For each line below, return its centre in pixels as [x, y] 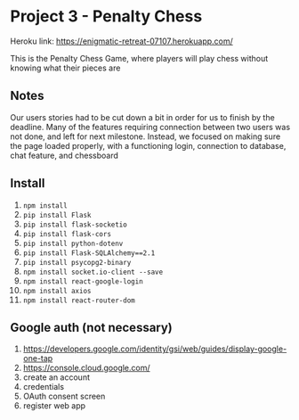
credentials [44, 387]
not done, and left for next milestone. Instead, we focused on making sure [145, 136]
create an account [56, 377]
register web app [54, 406]
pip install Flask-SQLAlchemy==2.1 [89, 253]
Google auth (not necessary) [91, 327]
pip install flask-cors [67, 234]
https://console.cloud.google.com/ [86, 368]
